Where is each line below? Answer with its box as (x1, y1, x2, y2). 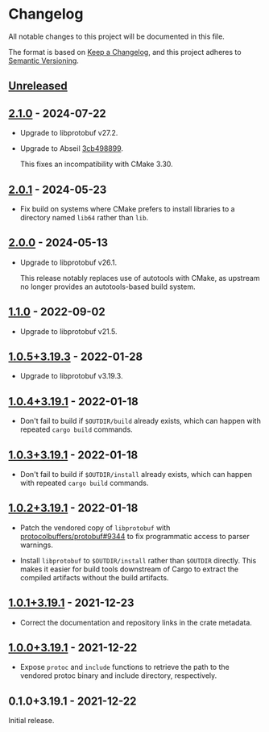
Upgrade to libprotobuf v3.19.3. (19, 371, 123, 381)
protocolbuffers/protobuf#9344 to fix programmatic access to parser (19, 531, 250, 541)
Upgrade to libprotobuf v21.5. (19, 326, 118, 336)
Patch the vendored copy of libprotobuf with (19, 522, 171, 533)
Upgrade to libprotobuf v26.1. (19, 257, 118, 267)
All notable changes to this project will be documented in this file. (8, 31, 226, 41)
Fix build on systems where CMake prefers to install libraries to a (19, 203, 235, 214)
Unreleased (8, 79, 68, 93)
